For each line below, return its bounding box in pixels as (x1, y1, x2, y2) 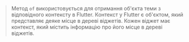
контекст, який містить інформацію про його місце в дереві (11, 23, 163, 30)
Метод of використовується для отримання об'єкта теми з (11, 5, 161, 12)
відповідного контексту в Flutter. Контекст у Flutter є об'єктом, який (11, 11, 184, 18)
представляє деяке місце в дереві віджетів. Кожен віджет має (11, 17, 171, 24)
